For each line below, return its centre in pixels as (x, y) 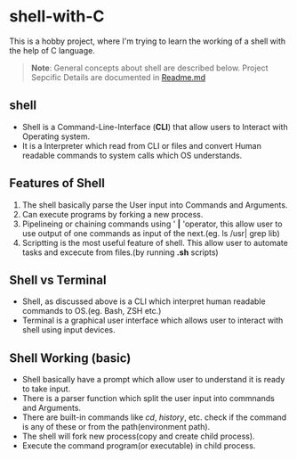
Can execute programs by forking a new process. (112, 214)
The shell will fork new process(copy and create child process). (138, 436)
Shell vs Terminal (58, 279)
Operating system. (56, 136)
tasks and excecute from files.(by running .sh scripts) (120, 252)
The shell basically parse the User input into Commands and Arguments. (155, 205)
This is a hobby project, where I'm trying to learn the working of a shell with (148, 41)
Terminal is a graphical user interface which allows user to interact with (153, 320)
